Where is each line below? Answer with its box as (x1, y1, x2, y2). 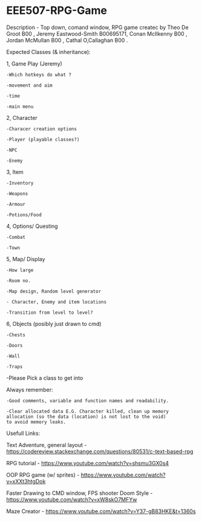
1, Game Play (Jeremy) (6, 60, 62, 67)
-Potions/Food (6, 211, 42, 218)
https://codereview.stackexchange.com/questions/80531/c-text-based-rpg (6, 448, 194, 455)
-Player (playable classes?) (6, 136, 80, 142)
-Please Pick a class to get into (6, 374, 83, 382)
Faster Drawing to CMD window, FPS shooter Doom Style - (6, 489, 153, 497)
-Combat (6, 234, 26, 240)
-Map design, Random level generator (6, 288, 102, 294)
